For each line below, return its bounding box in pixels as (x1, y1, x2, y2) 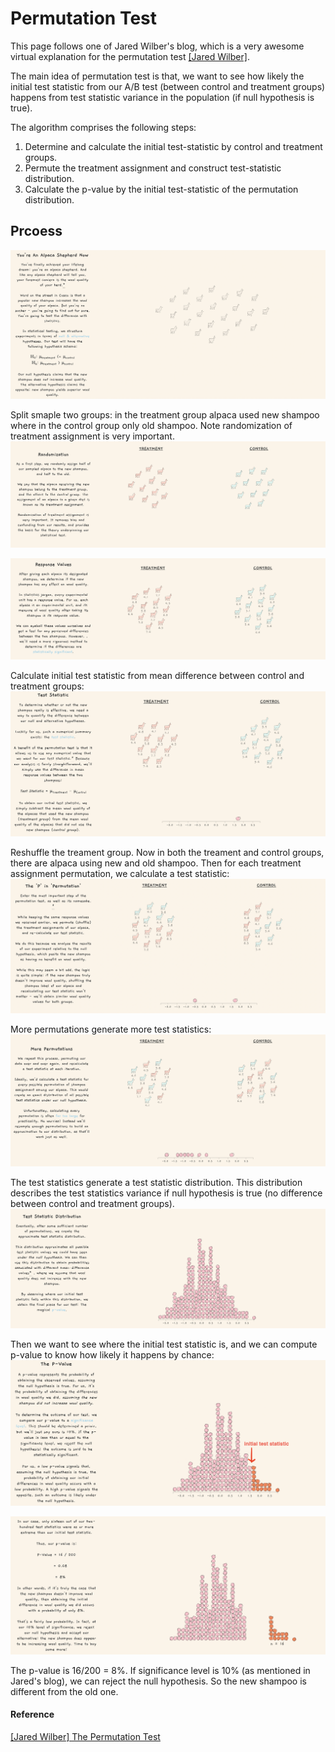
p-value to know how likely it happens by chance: (10, 1349, 215, 1361)
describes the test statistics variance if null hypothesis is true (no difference (10, 1187, 323, 1199)
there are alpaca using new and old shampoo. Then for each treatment (10, 857, 302, 869)
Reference (10, 1708, 55, 1721)
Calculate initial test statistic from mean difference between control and (10, 670, 305, 682)
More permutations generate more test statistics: (10, 1023, 212, 1035)
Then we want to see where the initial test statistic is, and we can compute (10, 1338, 318, 1351)
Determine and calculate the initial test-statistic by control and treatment (24, 140, 323, 152)
